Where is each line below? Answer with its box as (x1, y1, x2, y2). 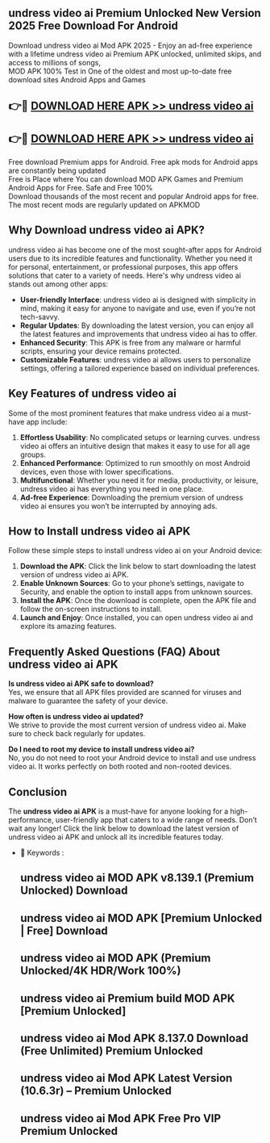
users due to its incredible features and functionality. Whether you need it (8, 253, 252, 263)
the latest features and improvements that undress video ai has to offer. (19, 329, 258, 338)
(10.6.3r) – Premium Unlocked (19, 1084, 172, 1098)
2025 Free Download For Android (8, 19, 179, 33)
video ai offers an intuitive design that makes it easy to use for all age (19, 441, 251, 450)
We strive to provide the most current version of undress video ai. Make (8, 720, 247, 730)
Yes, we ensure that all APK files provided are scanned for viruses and (8, 688, 242, 697)
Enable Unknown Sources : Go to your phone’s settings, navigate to (19, 579, 244, 588)
